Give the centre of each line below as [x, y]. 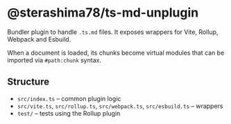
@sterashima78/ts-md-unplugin [103, 13]
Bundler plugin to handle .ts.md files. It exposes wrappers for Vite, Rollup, [113, 32]
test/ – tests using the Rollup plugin [69, 113]
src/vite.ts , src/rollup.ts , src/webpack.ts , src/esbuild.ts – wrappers [120, 106]
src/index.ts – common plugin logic [69, 98]
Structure [28, 82]
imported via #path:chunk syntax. [54, 60]
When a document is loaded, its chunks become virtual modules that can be [116, 53]
